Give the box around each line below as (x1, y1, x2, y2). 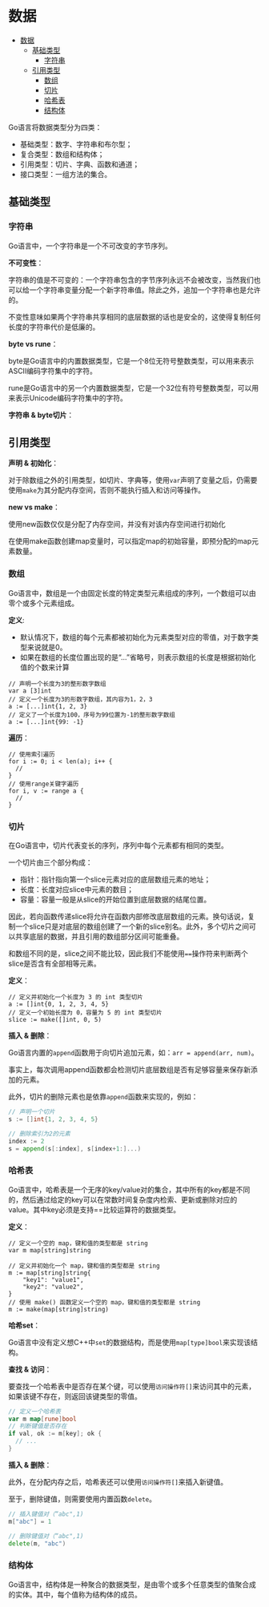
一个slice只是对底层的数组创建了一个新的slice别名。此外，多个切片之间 (14, 922, 250, 931)
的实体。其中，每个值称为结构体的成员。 (8, 1589, 142, 1599)
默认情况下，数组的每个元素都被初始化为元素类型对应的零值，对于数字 (19, 632, 252, 641)
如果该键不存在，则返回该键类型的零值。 (8, 1391, 142, 1401)
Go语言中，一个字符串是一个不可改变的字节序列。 (8, 241, 172, 251)
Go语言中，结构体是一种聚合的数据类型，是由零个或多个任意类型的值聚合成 (8, 1579, 256, 1589)
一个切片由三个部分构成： (8, 858, 93, 867)
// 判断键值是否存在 (8, 1422, 67, 1430)
